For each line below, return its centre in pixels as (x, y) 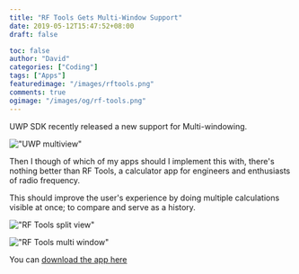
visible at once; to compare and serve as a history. (102, 207)
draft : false (34, 34)
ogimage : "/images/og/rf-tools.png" (78, 101)
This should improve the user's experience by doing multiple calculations (145, 198)
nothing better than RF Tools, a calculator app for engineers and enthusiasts (150, 171)
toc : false (30, 50)
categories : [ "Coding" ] (54, 67)
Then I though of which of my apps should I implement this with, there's (142, 161)
